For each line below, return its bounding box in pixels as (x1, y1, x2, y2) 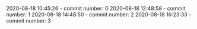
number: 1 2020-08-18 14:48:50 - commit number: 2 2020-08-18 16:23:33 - (6, 11, 192, 18)
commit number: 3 (6, 17, 52, 24)
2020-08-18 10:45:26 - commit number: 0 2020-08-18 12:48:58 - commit (6, 5, 186, 12)
